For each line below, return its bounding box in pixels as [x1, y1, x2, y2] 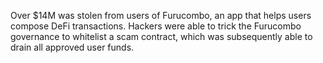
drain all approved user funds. [10, 41, 135, 53]
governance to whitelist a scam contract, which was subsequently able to [10, 31, 313, 42]
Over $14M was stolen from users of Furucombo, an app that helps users [10, 10, 312, 21]
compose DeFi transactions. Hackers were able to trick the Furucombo [10, 20, 302, 32]
